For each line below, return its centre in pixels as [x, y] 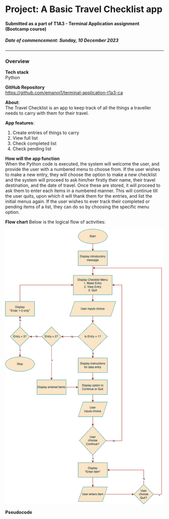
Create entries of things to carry [46, 133]
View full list [25, 138]
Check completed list [34, 143]
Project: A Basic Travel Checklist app [84, 9]
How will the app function [32, 159]
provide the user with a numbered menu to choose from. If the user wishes [83, 169]
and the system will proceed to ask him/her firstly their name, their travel [80, 180]
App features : [20, 123]
